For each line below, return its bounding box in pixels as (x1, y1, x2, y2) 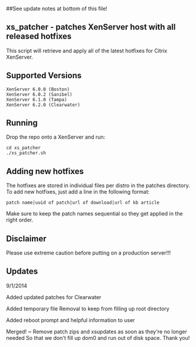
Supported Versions (6, 70, 81, 81)
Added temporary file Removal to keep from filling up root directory (6, 305, 169, 312)
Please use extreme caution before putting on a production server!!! (6, 249, 171, 256)
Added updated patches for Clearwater (6, 293, 102, 301)
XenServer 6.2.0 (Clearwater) (6, 102, 81, 108)
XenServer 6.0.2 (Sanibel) (6, 91, 73, 97)
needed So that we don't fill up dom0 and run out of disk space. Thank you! (6, 334, 190, 341)
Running (6, 118, 38, 128)
